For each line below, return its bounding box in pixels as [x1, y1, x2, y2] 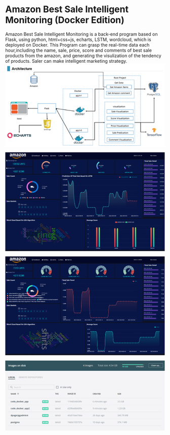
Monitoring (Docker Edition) [5, 14, 125, 26]
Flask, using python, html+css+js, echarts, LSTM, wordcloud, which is [5, 36, 151, 43]
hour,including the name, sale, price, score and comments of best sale [5, 47, 152, 53]
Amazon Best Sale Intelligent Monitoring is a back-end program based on [5, 31, 158, 37]
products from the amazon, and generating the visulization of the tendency [5, 52, 162, 59]
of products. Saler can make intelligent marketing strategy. [5, 58, 127, 64]
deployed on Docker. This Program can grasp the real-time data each [5, 42, 150, 48]
